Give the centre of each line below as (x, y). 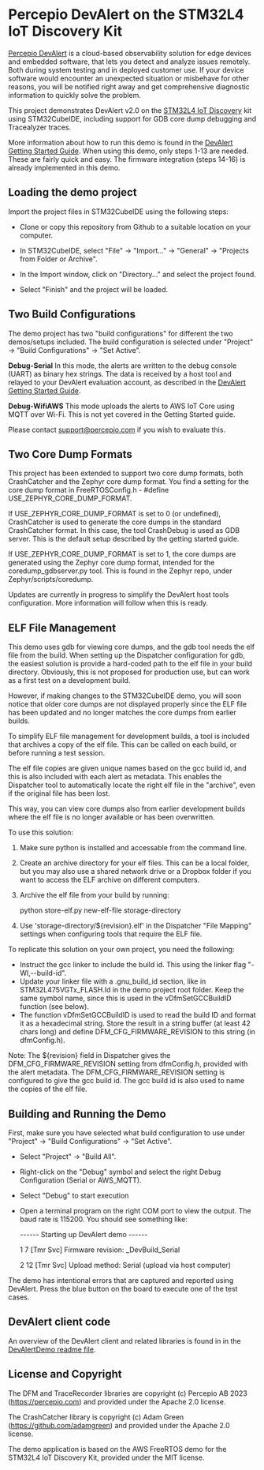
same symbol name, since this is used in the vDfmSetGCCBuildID (125, 998)
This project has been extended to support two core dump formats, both (126, 473)
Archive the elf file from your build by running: (94, 895)
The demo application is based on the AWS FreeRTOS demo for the (117, 1449)
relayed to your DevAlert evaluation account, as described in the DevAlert (127, 382)
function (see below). (54, 1007)
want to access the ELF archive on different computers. (110, 880)
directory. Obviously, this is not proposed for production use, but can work (129, 672)
